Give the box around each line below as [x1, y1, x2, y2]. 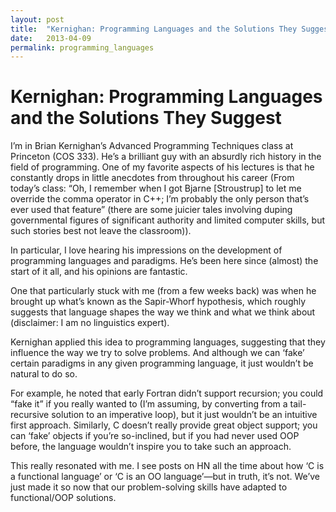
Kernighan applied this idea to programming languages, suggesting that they [10, 336, 326, 348]
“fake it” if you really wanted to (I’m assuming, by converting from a [10, 398, 288, 410]
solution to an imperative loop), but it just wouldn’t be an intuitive [51, 409, 318, 421]
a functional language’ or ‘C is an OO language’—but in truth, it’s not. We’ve [10, 471, 320, 483]
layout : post [10, 14, 65, 25]
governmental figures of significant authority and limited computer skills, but [10, 214, 326, 226]
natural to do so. [10, 368, 78, 380]
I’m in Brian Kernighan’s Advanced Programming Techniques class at [10, 140, 294, 152]
